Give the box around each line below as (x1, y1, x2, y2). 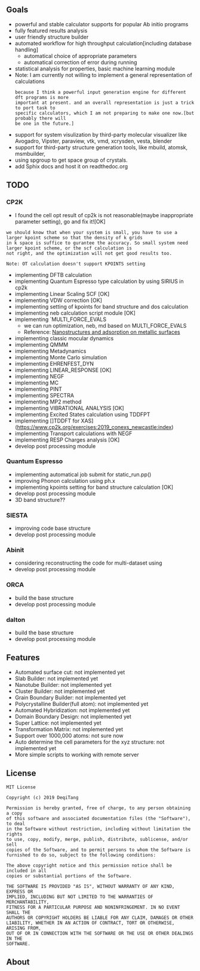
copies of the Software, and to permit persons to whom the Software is (6, 847, 191, 853)
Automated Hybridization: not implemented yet (14, 707, 130, 714)
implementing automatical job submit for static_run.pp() (14, 471, 152, 478)
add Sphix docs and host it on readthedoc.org (14, 162, 128, 169)
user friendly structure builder (14, 33, 89, 41)
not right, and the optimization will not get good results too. (6, 250, 172, 256)
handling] (14, 46, 39, 53)
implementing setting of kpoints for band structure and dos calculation (14, 303, 189, 310)
